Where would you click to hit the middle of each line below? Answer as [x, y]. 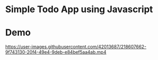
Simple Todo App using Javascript [79, 9]
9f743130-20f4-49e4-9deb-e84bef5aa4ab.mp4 [56, 52]
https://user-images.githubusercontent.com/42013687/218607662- [76, 47]
